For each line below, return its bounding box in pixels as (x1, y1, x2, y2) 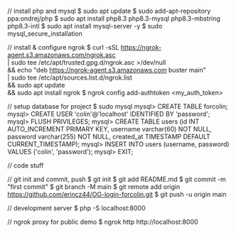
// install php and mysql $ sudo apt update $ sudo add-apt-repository (7, 7, 211, 15)
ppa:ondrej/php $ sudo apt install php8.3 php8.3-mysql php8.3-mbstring (7, 14, 220, 23)
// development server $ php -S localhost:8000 (7, 204, 146, 212)
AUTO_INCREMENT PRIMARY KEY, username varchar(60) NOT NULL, (7, 125, 212, 133)
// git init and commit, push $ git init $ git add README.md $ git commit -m (7, 175, 226, 183)
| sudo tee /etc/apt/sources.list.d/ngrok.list (7, 73, 133, 82)
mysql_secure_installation (7, 29, 83, 38)
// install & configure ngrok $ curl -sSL (7, 43, 119, 51)
